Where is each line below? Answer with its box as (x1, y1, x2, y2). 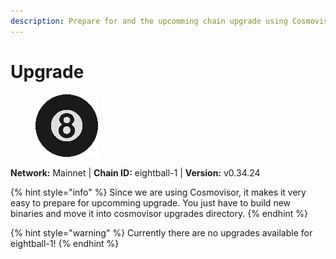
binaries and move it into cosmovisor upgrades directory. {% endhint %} (10, 207, 309, 219)
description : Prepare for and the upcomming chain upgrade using (10, 16, 288, 26)
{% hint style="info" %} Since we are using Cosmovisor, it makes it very (10, 186, 307, 198)
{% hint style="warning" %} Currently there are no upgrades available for (10, 226, 313, 239)
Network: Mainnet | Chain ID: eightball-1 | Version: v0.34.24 (10, 166, 261, 179)
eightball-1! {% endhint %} (10, 237, 120, 249)
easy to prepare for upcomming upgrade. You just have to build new (10, 196, 292, 209)
